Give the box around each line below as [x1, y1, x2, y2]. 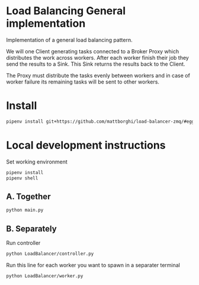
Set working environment [6, 158, 68, 165]
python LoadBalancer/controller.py [6, 251, 94, 257]
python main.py [6, 207, 44, 213]
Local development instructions [6, 138, 166, 152]
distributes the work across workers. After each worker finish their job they [6, 54, 190, 61]
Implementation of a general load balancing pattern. [6, 36, 133, 43]
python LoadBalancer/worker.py [6, 273, 84, 279]
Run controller [6, 239, 41, 246]
